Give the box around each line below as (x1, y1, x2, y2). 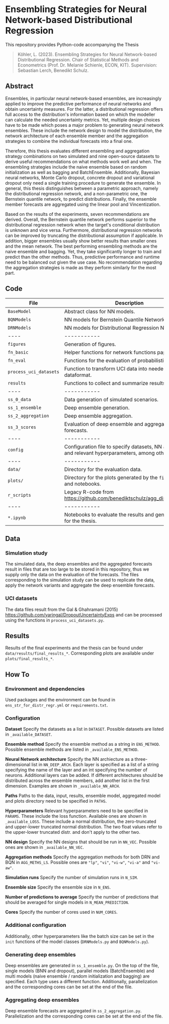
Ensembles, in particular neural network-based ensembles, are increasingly (5, 95, 162, 101)
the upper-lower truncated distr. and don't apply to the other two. (5, 829, 141, 835)
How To (5, 670, 30, 679)
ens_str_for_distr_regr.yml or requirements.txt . (5, 702, 108, 708)
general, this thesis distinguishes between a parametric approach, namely (5, 185, 158, 191)
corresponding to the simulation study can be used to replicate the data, (5, 577, 155, 583)
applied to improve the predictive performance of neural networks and (5, 101, 151, 107)
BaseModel (8, 308, 31, 314)
